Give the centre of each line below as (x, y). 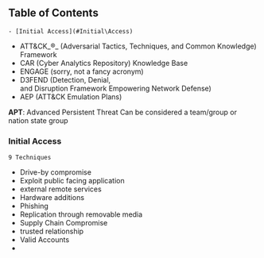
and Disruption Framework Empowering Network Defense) (116, 88)
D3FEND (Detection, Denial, (65, 79)
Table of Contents (54, 13)
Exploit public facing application (72, 181)
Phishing (34, 206)
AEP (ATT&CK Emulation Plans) (71, 96)
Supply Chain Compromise (64, 223)
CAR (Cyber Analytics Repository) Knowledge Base (104, 63)
